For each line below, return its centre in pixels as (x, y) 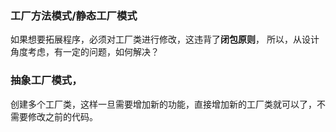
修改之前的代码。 (62, 116)
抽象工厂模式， (46, 80)
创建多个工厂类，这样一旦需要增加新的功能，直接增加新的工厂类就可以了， (163, 104)
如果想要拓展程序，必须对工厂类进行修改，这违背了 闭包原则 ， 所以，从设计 (165, 39)
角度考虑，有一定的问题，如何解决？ (85, 52)
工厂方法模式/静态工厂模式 (74, 15)
